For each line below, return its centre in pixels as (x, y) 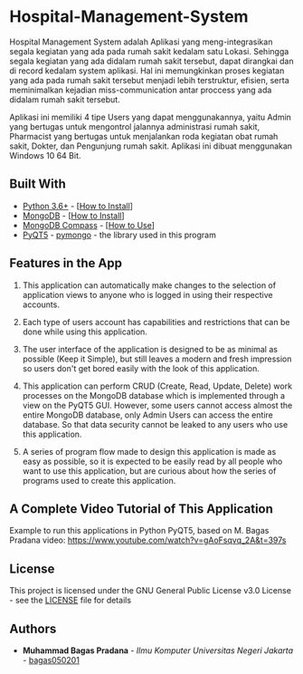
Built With (38, 184)
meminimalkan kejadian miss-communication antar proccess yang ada (141, 90)
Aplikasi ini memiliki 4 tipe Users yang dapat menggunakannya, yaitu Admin (151, 117)
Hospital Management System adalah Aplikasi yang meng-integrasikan (141, 42)
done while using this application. (85, 332)
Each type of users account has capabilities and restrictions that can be (156, 322)
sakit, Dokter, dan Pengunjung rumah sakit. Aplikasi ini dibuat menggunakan (151, 146)
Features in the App (66, 263)
